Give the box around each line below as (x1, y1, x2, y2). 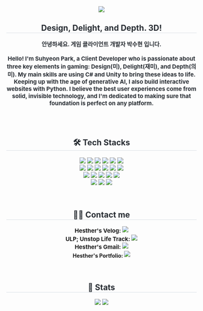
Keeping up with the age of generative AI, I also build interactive (14, 77, 189, 85)
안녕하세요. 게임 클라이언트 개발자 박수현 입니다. (41, 40, 162, 48)
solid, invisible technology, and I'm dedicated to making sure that (11, 92, 192, 100)
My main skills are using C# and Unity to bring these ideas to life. (18, 70, 196, 78)
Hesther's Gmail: (74, 243, 121, 251)
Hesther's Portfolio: (72, 252, 123, 259)
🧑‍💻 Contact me (72, 210, 130, 220)
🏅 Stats (88, 282, 115, 292)
